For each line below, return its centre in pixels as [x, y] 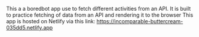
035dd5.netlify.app [30, 27]
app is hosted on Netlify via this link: [51, 21]
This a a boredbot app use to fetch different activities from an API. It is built [99, 9]
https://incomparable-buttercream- [140, 21]
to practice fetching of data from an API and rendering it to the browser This [100, 15]
